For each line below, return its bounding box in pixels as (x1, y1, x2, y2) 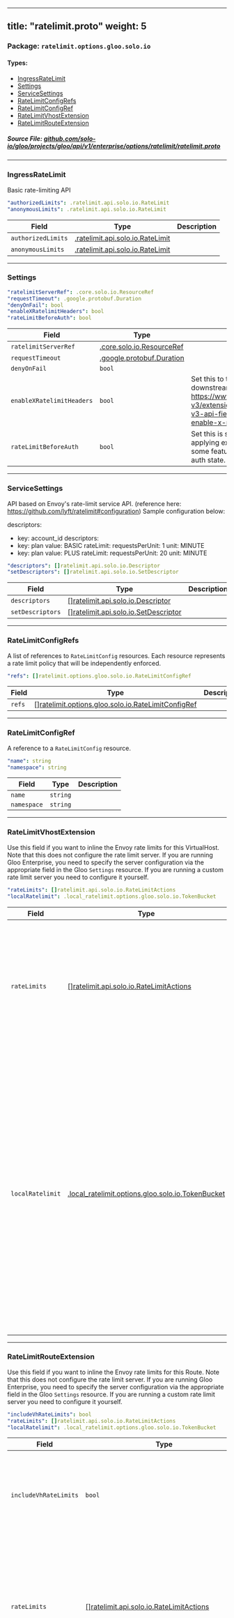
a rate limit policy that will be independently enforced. (7, 659, 162, 667)
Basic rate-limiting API (7, 185, 71, 194)
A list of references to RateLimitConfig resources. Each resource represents (7, 651, 226, 659)
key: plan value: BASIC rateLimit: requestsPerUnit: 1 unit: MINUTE (17, 541, 205, 549)
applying (191, 438, 219, 448)
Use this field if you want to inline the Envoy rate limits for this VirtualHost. (7, 843, 219, 851)
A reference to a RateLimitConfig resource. (7, 744, 131, 752)
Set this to (191, 374, 224, 384)
